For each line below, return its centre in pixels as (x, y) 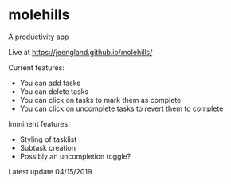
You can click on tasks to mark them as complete (100, 100)
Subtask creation (47, 147)
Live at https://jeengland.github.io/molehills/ (80, 52)
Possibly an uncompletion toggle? (75, 156)
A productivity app (39, 37)
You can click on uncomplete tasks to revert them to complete (121, 108)
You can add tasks (50, 83)
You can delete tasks (54, 91)
